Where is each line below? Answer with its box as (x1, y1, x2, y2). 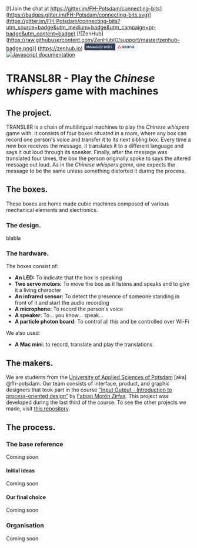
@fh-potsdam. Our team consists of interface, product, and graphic (6, 380, 170, 387)
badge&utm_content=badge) (6, 30, 76, 37)
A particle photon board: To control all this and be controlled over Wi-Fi (14, 318, 189, 325)
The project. (6, 107, 52, 118)
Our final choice (6, 493, 46, 501)
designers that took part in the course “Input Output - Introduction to (6, 386, 172, 393)
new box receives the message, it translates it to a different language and (6, 142, 184, 149)
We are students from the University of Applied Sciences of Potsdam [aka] (6, 374, 187, 381)
